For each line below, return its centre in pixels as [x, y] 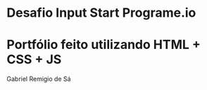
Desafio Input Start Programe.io [101, 13]
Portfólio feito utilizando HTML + [104, 45]
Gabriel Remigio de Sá [39, 79]
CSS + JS [34, 60]
